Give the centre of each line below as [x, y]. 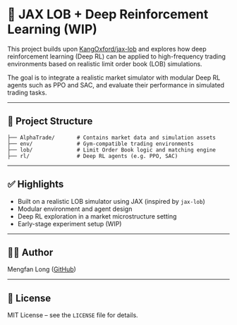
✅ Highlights [36, 184]
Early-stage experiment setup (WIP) [69, 223]
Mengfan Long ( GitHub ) [42, 269]
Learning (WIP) [52, 29]
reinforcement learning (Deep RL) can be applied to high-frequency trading [116, 56]
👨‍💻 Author [30, 252]
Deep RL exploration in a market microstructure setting [97, 216]
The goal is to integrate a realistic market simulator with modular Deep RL [114, 78]
